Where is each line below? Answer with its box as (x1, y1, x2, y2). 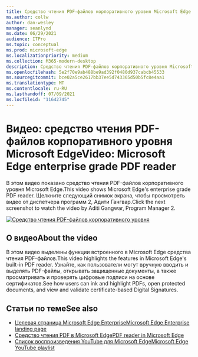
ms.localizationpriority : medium (6, 53, 88, 59)
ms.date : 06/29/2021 (6, 31, 57, 37)
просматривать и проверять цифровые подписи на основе (6, 274, 155, 281)
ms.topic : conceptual (6, 42, 60, 48)
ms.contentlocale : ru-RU (6, 86, 67, 92)
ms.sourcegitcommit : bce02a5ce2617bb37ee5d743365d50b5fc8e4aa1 (6, 74, 165, 80)
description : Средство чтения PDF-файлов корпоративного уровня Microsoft (6, 63, 194, 70)
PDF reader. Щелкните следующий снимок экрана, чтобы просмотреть (6, 192, 186, 199)
